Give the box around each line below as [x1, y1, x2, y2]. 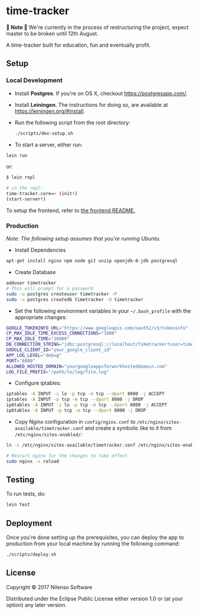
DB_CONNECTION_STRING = [6, 342, 62, 347]
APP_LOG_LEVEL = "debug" [6, 352, 62, 358]
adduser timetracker [6, 280, 57, 286]
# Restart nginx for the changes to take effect [6, 453, 128, 459]
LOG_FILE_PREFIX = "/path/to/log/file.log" [6, 369, 110, 375]
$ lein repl [6, 174, 35, 181]
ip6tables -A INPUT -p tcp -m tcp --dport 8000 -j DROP [6, 408, 146, 414]
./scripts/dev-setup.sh [14, 130, 74, 137]
